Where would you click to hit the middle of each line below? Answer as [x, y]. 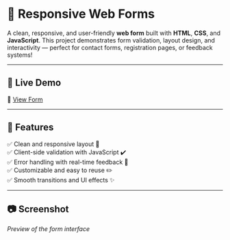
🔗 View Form [25, 99]
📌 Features [30, 127]
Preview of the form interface [49, 229]
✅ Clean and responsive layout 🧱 [53, 144]
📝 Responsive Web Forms [81, 14]
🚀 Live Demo [34, 83]
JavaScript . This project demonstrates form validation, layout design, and [111, 40]
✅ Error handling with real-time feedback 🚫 [68, 162]
